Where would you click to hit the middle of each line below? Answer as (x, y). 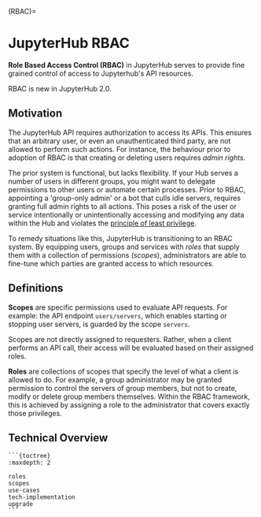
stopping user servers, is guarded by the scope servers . (99, 324)
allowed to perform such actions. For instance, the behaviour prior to (119, 149)
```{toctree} (29, 456)
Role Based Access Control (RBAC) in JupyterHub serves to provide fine (127, 65)
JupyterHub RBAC (69, 43)
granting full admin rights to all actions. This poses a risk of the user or (123, 206)
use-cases (24, 491)
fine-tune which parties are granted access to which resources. (111, 263)
